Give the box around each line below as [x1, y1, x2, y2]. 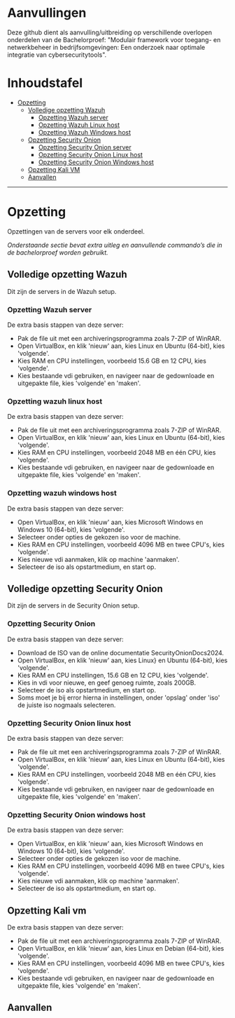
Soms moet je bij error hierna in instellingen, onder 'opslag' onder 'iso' [17, 693, 220, 702]
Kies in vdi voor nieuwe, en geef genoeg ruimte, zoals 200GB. [17, 678, 197, 687]
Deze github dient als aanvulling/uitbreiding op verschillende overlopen [7, 28, 213, 36]
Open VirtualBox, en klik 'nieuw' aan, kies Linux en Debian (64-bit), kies [17, 944, 225, 953]
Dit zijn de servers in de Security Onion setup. [7, 601, 140, 610]
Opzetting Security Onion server [38, 142, 131, 152]
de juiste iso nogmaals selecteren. [17, 700, 116, 709]
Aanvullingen [7, 5, 87, 21]
